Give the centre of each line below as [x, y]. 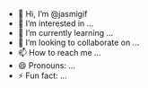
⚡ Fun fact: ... [42, 75]
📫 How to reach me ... [59, 53]
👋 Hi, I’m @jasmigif [52, 14]
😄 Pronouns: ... [47, 66]
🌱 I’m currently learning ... [65, 33]
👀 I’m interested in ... [56, 23]
